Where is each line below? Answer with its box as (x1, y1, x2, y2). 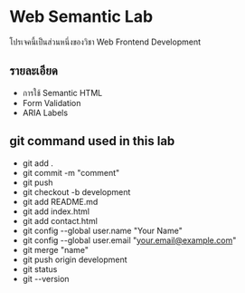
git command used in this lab (9, 133, 175, 149)
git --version (22, 273, 70, 284)
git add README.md (22, 196, 99, 207)
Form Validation (22, 97, 81, 108)
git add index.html (22, 206, 90, 217)
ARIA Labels (22, 107, 69, 118)
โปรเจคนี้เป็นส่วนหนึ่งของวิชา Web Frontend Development (9, 36, 202, 47)
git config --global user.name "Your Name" (22, 225, 183, 236)
